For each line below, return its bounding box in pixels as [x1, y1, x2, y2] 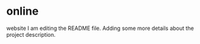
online [6, 4, 39, 18]
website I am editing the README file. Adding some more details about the [6, 24, 194, 32]
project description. [6, 31, 56, 38]
